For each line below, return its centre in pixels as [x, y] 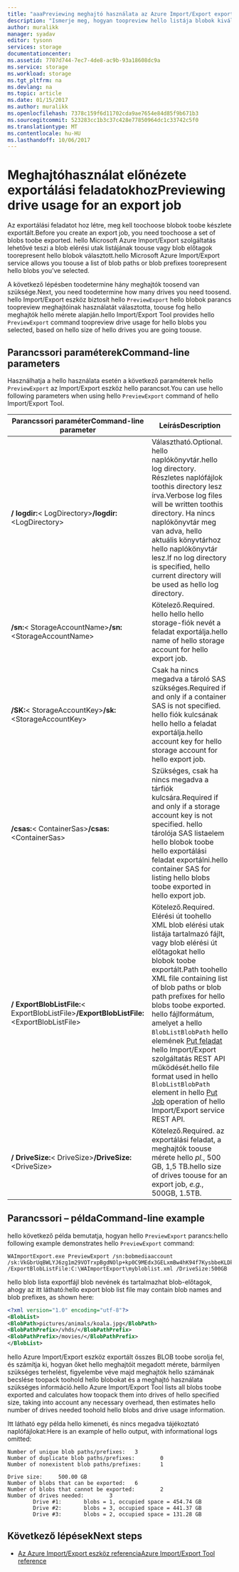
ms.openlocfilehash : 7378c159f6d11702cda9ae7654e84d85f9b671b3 [103, 113]
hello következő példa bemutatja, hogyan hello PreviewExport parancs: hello [118, 1235]
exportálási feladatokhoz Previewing [117, 190]
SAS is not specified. [186, 705]
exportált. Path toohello [190, 969]
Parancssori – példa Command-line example [106, 1219]
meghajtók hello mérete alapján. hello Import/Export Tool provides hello [111, 315]
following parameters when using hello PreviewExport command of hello [113, 396]
